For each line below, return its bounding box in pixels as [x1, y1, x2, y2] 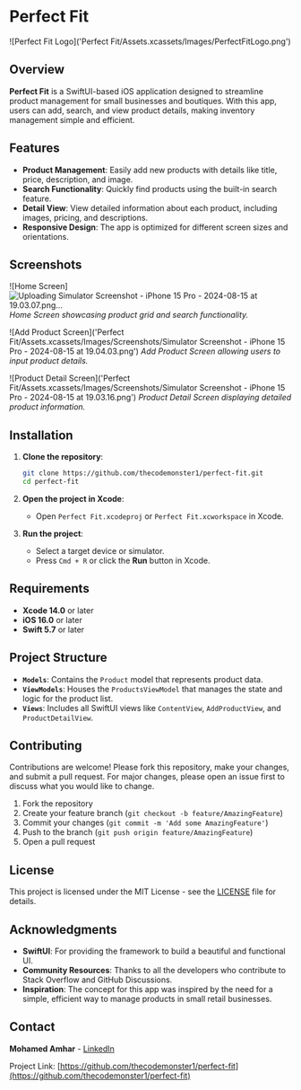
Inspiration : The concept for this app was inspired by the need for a [21, 984, 273, 994]
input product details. [9, 356, 89, 366]
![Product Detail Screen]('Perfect [9, 373, 131, 383]
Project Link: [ [9, 1060, 61, 1071]
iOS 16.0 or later [21, 614, 82, 625]
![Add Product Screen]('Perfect [9, 327, 125, 338]
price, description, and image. [21, 173, 133, 185]
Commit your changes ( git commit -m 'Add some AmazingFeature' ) [21, 817, 269, 828]
